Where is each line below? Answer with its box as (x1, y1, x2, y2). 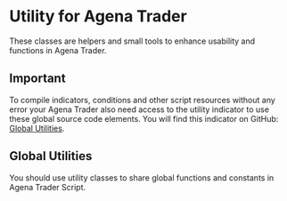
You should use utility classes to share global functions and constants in (9, 172, 275, 183)
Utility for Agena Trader (9, 6, 187, 27)
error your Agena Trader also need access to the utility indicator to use (9, 104, 270, 115)
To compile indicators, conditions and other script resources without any (9, 94, 276, 105)
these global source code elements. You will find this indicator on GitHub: (9, 113, 279, 124)
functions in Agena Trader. (9, 44, 107, 55)
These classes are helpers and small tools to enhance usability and (9, 36, 256, 46)
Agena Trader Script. (9, 181, 86, 192)
